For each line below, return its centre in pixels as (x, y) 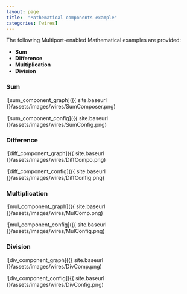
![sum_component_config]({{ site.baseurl (57, 118)
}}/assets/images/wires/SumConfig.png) (56, 124)
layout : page (23, 12)
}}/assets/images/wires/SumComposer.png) (61, 106)
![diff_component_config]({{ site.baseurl (56, 171)
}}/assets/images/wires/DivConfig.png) (55, 284)
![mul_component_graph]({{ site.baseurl (56, 206)
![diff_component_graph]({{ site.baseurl (55, 153)
